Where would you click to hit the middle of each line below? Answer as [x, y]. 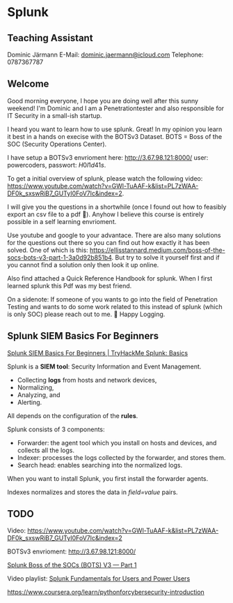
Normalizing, [35, 387]
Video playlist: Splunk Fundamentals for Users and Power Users [99, 579]
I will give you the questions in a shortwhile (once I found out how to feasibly [117, 207]
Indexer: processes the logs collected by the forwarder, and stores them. [121, 457]
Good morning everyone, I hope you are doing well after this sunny [103, 100]
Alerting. [30, 402]
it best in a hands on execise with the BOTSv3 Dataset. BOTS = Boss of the [115, 136]
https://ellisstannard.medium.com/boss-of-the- [157, 250]
